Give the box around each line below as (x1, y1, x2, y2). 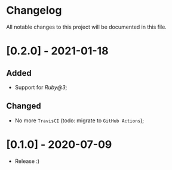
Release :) (14, 157, 40, 165)
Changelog (6, 4, 62, 17)
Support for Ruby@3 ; (14, 84, 67, 91)
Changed (6, 101, 41, 111)
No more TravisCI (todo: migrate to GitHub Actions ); (14, 117, 145, 124)
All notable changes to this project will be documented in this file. (6, 23, 167, 30)
